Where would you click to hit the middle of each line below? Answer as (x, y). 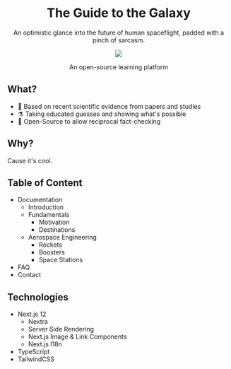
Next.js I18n (45, 344)
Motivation (54, 222)
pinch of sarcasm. (119, 40)
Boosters (52, 252)
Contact (29, 275)
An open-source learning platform (119, 67)
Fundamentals (49, 215)
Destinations (57, 230)
